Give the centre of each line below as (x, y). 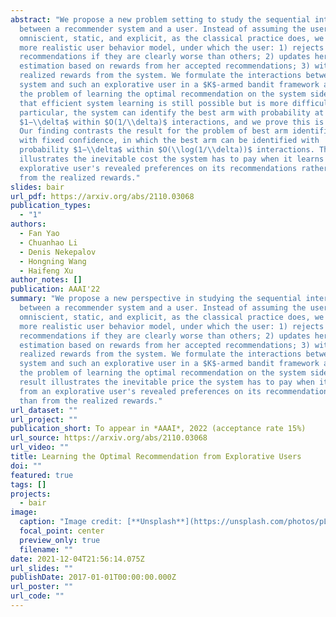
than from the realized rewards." (91, 401)
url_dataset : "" (44, 410)
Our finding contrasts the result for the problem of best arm (153, 131)
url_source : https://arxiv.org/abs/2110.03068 (109, 438)
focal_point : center (62, 531)
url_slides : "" (42, 568)
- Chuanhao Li (48, 242)
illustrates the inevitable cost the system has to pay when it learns (172, 159)
